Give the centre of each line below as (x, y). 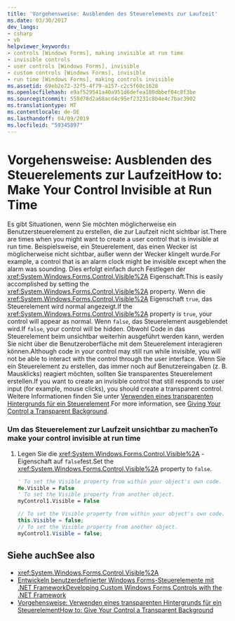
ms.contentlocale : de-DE (43, 112)
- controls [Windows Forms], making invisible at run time (95, 54)
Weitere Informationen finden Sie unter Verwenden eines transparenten (110, 396)
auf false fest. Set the (84, 461)
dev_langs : (23, 27)
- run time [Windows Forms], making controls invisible (90, 79)
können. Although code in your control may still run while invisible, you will (114, 351)
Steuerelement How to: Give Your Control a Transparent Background (115, 610)
